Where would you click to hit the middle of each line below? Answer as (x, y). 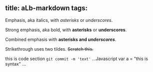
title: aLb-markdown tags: (47, 8)
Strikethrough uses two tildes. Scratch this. (49, 49)
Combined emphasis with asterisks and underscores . (61, 39)
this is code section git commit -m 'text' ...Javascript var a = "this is (77, 59)
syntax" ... (16, 64)
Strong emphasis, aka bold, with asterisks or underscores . (66, 30)
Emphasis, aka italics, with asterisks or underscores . (59, 20)
